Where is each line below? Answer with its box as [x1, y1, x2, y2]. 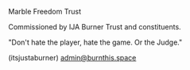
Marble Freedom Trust [8, 7, 82, 16]
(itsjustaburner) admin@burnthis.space [8, 53, 137, 62]
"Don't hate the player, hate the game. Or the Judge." [8, 37, 183, 47]
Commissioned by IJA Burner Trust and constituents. [8, 22, 181, 31]
